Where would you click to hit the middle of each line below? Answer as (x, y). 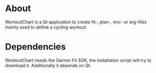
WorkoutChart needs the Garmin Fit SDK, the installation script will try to (78, 60)
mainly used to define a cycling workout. (46, 27)
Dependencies (35, 47)
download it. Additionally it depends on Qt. (48, 65)
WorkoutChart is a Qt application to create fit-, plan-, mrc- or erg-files (76, 22)
